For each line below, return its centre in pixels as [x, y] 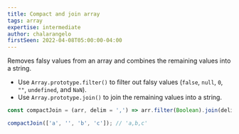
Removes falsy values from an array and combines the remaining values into [119, 61]
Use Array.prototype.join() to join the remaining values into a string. [120, 98]
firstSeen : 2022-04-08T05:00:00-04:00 [65, 41]
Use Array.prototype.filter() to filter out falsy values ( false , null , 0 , [120, 82]
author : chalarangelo [39, 34]
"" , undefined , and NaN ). [52, 90]
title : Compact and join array [54, 14]
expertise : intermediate [44, 27]
